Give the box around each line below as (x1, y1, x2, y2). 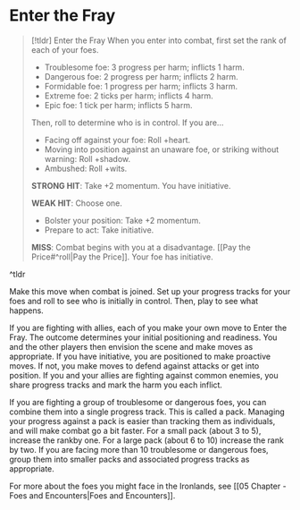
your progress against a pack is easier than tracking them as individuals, (9, 415, 276, 426)
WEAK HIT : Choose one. (30, 198, 123, 208)
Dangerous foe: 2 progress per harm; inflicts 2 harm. (44, 71, 238, 81)
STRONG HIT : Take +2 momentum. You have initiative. (30, 180, 231, 191)
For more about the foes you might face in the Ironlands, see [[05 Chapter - (9, 480, 287, 491)
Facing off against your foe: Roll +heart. (44, 134, 191, 145)
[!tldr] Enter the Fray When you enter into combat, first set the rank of (30, 35, 287, 46)
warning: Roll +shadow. (44, 153, 131, 164)
